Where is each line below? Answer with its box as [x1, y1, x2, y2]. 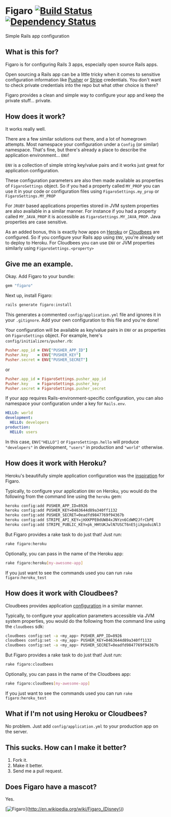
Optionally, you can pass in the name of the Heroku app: [5, 550, 124, 557]
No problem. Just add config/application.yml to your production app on [5, 723, 159, 729]
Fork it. [12, 757, 28, 763]
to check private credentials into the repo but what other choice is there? [5, 82, 159, 88]
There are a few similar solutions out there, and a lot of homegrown [5, 135, 147, 142]
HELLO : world [5, 411, 33, 416]
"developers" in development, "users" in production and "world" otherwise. [5, 444, 164, 450]
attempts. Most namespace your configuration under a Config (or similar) [5, 141, 159, 147]
